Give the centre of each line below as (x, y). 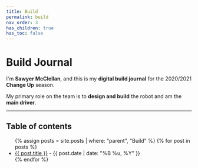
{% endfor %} (32, 159)
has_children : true (30, 28)
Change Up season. (30, 85)
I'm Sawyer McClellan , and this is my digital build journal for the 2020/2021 (99, 79)
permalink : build (27, 17)
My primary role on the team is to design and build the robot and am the (94, 96)
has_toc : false (25, 33)
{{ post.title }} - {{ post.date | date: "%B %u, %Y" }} (77, 153)
